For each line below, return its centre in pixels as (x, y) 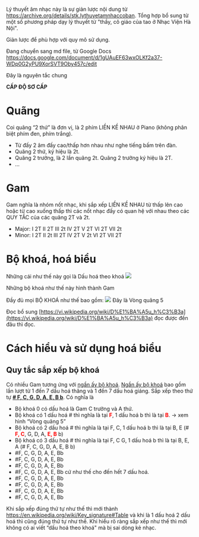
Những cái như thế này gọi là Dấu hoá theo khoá (65, 276)
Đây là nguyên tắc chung (37, 75)
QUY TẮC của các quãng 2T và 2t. (48, 217)
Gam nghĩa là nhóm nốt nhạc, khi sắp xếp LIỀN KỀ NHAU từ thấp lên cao (94, 205)
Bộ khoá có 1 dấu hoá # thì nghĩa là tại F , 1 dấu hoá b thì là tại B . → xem (102, 415)
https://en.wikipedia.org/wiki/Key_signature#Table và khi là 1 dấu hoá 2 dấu (98, 515)
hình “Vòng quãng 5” (40, 421)
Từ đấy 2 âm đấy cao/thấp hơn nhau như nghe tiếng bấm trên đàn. (96, 145)
